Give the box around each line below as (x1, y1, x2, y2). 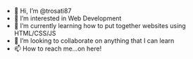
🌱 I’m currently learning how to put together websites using (13, 22, 187, 29)
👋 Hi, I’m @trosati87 (13, 7, 72, 15)
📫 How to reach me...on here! (13, 44, 102, 53)
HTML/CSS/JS (13, 29, 56, 37)
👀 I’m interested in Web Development (13, 14, 122, 22)
